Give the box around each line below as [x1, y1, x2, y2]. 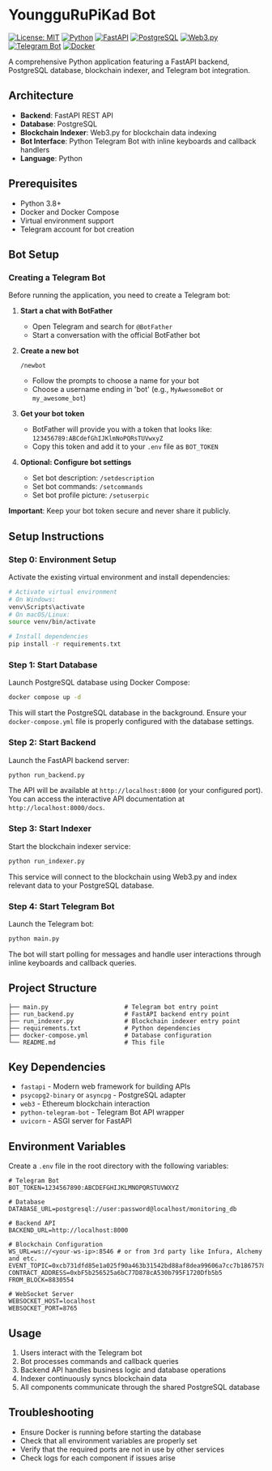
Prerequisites [8, 177, 78, 191]
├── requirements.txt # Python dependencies [8, 1024, 201, 1032]
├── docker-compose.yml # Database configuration [8, 1031, 212, 1039]
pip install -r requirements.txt [8, 640, 121, 649]
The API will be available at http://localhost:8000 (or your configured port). [8, 786, 263, 795]
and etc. [8, 1255, 38, 1263]
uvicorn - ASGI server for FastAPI [19, 1116, 132, 1126]
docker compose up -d [8, 693, 82, 701]
